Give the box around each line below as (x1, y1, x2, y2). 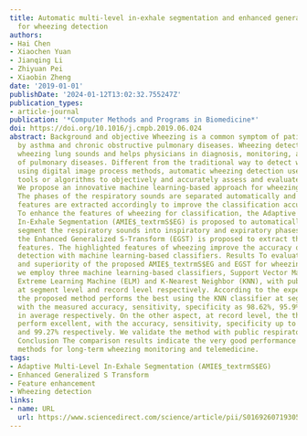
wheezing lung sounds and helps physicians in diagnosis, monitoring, (17, 149, 292, 158)
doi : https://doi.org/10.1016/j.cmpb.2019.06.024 (9, 124, 203, 133)
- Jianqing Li (9, 56, 64, 65)
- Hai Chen (9, 38, 51, 48)
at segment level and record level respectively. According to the (17, 285, 281, 294)
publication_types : (9, 98, 84, 108)
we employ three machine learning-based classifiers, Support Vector (17, 269, 288, 278)
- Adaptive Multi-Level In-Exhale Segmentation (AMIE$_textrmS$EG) (9, 362, 272, 371)
